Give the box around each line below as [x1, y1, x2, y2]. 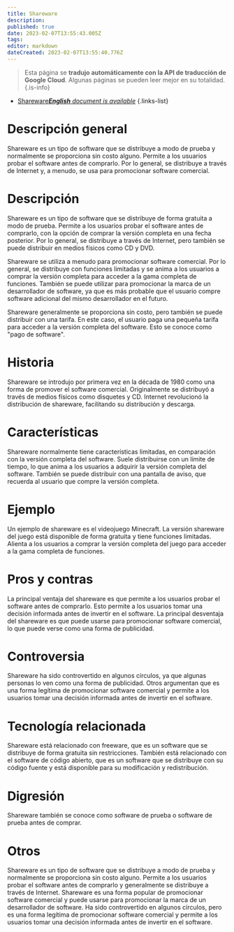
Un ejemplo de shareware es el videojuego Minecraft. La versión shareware [7, 524, 225, 533]
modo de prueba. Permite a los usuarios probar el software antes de [7, 221, 204, 230]
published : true [7, 23, 54, 30]
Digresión [7, 788, 65, 804]
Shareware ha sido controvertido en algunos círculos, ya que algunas [7, 672, 207, 680]
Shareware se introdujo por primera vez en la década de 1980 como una [7, 378, 215, 386]
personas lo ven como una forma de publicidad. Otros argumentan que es [7, 679, 220, 688]
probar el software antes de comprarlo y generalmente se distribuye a [7, 881, 209, 889]
